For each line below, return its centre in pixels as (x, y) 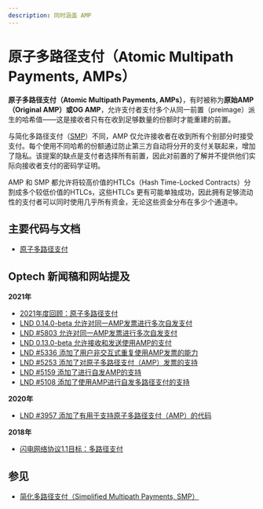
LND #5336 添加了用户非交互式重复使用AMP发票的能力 (109, 353)
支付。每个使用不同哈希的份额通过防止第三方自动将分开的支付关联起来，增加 (132, 145)
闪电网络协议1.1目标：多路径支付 (71, 449)
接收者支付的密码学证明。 (63, 165)
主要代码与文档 (44, 229)
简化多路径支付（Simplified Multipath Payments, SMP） (109, 496)
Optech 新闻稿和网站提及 (69, 276)
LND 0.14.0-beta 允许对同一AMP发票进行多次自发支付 (106, 324)
